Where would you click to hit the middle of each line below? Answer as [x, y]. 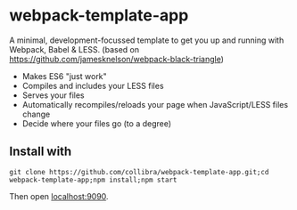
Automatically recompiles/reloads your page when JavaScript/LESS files [155, 104]
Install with [41, 152]
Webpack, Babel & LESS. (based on [74, 49]
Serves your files [53, 95]
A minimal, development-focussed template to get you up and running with [147, 40]
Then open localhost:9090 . [59, 196]
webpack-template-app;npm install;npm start [93, 180]
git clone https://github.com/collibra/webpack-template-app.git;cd [139, 172]
